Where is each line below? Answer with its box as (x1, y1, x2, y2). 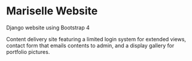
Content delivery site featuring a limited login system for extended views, (6, 35, 187, 42)
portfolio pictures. (6, 48, 50, 55)
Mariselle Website (6, 4, 98, 18)
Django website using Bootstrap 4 (6, 24, 90, 31)
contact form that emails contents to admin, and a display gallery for (6, 42, 175, 49)
